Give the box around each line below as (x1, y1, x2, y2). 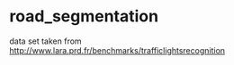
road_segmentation (9, 6, 159, 27)
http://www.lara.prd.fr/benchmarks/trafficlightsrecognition (9, 45, 226, 55)
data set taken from (9, 36, 83, 46)
